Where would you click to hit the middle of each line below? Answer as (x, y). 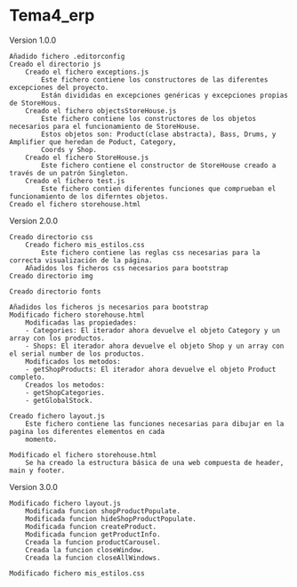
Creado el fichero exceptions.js (87, 72)
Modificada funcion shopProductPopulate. (103, 511)
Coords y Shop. (69, 149)
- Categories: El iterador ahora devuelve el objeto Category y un (153, 330)
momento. (41, 439)
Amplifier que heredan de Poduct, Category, (93, 142)
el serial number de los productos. (77, 354)
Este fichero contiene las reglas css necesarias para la (151, 253)
